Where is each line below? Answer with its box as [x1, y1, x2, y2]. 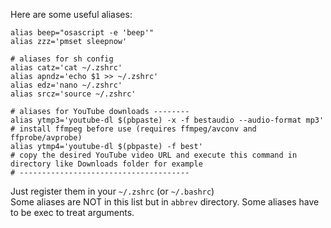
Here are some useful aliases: [10, 9, 133, 20]
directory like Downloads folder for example [10, 159, 203, 169]
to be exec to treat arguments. [10, 207, 135, 218]
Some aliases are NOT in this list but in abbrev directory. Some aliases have [10, 196, 320, 208]
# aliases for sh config [10, 54, 114, 64]
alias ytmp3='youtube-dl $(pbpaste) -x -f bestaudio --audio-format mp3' [10, 115, 325, 125]
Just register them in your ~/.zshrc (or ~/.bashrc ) [10, 185, 215, 197]
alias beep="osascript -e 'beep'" [10, 28, 155, 38]
